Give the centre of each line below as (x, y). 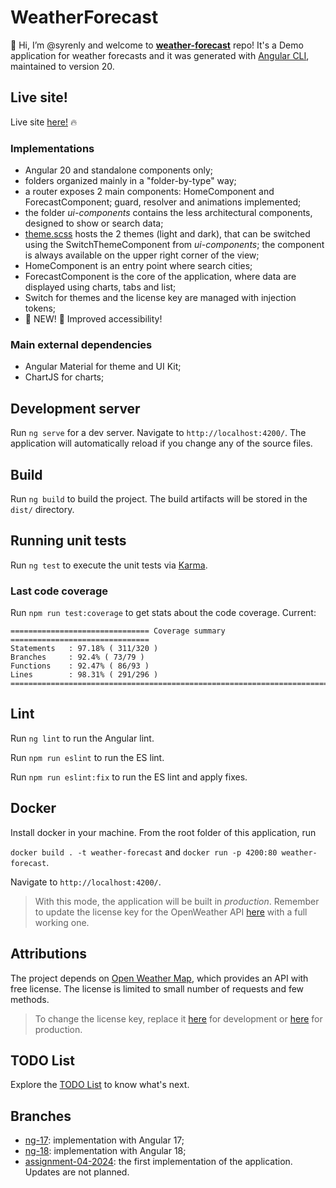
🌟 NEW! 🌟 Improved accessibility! (93, 319)
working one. (62, 922)
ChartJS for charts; (64, 377)
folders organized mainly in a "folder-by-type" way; (130, 181)
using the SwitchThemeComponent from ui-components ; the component (174, 245)
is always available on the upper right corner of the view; (142, 255)
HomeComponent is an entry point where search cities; (138, 266)
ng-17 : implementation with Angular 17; (104, 1140)
